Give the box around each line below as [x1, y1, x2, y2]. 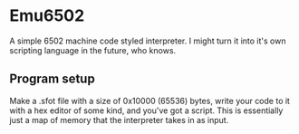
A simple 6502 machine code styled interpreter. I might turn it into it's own [9, 35, 286, 46]
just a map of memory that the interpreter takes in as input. [9, 114, 229, 125]
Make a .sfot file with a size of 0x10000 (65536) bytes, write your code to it [9, 95, 290, 106]
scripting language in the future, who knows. [9, 44, 177, 55]
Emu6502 [9, 5, 85, 26]
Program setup [9, 72, 95, 87]
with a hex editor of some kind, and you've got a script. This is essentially [9, 105, 284, 116]
